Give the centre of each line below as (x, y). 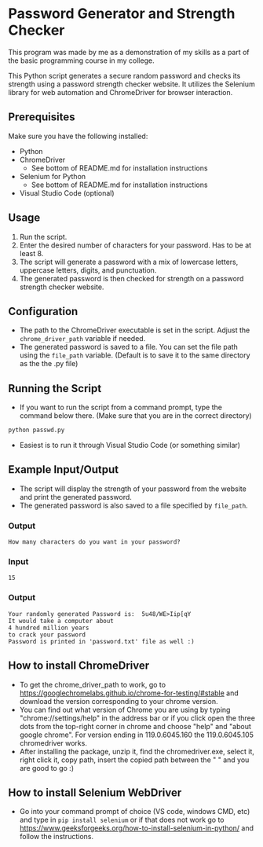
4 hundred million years (49, 628)
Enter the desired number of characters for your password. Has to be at (135, 245)
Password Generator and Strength (122, 14)
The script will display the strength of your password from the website (133, 489)
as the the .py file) (49, 364)
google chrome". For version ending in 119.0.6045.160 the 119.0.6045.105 (136, 735)
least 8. (31, 253)
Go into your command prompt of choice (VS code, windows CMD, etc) (135, 812)
